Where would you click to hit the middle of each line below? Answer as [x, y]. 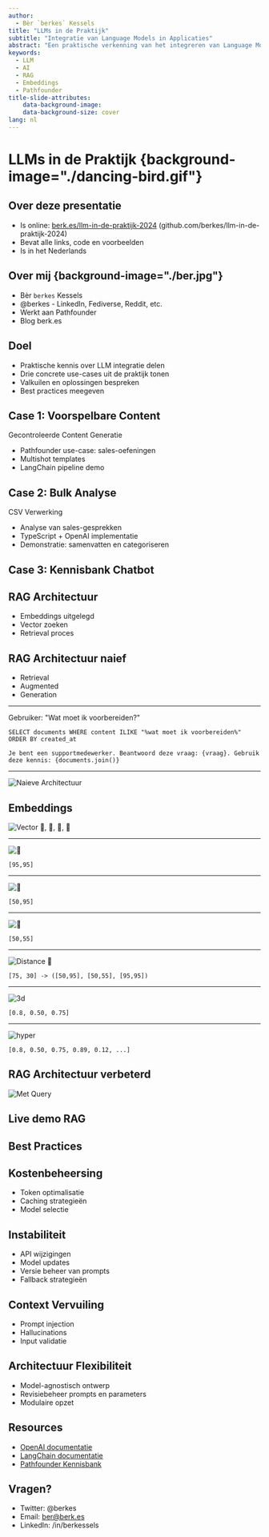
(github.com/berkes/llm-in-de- [209, 225]
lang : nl [23, 120]
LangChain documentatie [61, 1455]
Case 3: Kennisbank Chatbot [81, 570]
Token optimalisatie [52, 1193]
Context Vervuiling [56, 1304]
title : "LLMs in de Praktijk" [59, 30]
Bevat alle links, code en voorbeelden [82, 242]
